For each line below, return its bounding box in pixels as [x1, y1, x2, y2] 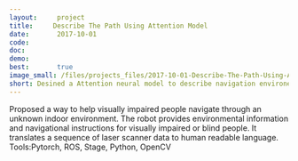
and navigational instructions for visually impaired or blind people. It [9, 122, 257, 133]
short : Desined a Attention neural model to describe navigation [9, 79, 255, 88]
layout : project [9, 12, 86, 22]
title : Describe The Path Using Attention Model [9, 21, 208, 30]
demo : [9, 54, 29, 63]
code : [9, 37, 29, 47]
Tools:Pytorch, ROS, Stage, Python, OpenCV [9, 141, 171, 152]
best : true [9, 63, 74, 72]
